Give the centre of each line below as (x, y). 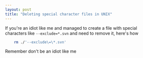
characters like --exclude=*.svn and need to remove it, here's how (72, 33)
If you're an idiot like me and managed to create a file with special (71, 28)
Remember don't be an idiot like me (41, 51)
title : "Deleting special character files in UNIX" (59, 14)
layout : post (18, 10)
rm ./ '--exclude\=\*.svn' (40, 42)
